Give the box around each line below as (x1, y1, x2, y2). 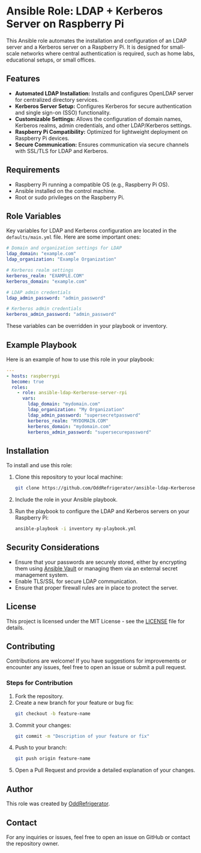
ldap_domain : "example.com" (6, 251, 77, 257)
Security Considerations (6, 543, 100, 553)
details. (6, 624, 25, 631)
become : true (11, 379, 44, 385)
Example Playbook (6, 339, 77, 350)
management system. (14, 571, 69, 578)
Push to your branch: (14, 744, 67, 751)
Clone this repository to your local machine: (14, 473, 123, 480)
